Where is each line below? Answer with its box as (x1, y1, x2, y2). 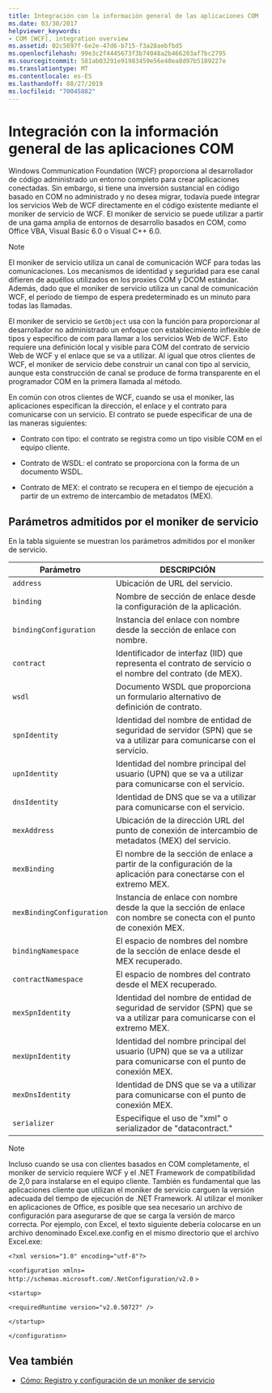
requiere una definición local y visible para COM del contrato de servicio (8, 342, 250, 353)
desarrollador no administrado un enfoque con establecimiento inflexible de (8, 325, 261, 335)
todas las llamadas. (8, 301, 73, 310)
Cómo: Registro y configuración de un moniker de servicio (19, 1375, 215, 1385)
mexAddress (12, 826, 54, 835)
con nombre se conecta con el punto (116, 912, 256, 924)
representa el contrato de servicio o (116, 658, 252, 669)
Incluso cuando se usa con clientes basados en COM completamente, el (8, 1160, 249, 1169)
